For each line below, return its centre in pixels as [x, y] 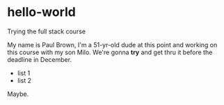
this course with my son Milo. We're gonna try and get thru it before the [110, 52]
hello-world [42, 12]
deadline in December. [39, 59]
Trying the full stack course [46, 31]
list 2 [24, 80]
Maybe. [18, 94]
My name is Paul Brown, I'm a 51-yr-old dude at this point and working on [112, 45]
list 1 [24, 73]
